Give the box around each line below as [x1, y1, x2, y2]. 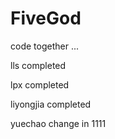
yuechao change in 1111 [10, 117, 107, 129]
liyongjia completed [10, 98, 92, 110]
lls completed [10, 59, 67, 71]
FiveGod [10, 7, 82, 30]
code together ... [10, 40, 79, 52]
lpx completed [10, 78, 70, 91]
